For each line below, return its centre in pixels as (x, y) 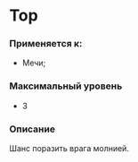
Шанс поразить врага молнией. (69, 149)
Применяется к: (46, 44)
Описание (32, 129)
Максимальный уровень (66, 86)
